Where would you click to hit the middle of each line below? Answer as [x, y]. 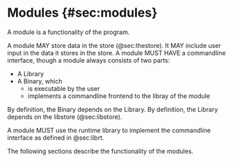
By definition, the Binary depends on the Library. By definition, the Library [113, 109]
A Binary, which [40, 81]
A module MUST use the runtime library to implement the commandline [109, 130]
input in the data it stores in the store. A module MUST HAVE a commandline [116, 53]
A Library [30, 74]
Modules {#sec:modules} [82, 13]
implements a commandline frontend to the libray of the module [119, 96]
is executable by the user [64, 88]
